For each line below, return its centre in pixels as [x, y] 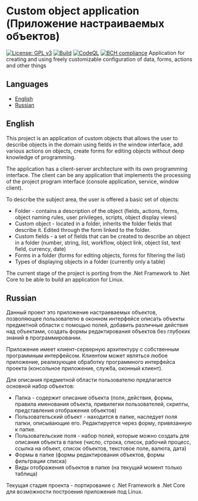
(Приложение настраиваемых [85, 24]
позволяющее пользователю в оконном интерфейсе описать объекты [96, 319]
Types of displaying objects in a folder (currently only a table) [90, 261]
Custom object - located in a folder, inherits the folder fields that [93, 223]
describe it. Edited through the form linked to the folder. [83, 230]
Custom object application [73, 11]
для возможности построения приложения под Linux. [75, 492]
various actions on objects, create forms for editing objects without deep [95, 151]
